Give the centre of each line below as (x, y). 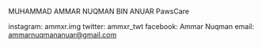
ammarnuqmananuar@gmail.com (63, 35)
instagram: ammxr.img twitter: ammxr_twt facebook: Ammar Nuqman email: (131, 26)
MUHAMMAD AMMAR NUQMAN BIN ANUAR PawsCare (99, 11)
